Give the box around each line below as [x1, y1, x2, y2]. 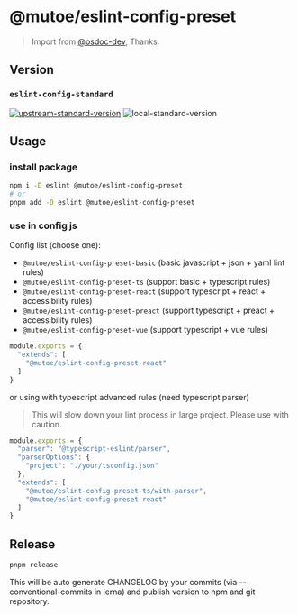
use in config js [9, 219, 78, 232]
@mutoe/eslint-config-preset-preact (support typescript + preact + [22, 305, 275, 317]
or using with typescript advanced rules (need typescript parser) [9, 391, 250, 402]
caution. [31, 418, 62, 429]
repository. [9, 596, 50, 607]
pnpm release [9, 561, 59, 570]
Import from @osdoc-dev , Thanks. [31, 36, 160, 47]
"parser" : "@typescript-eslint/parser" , [17, 445, 171, 454]
